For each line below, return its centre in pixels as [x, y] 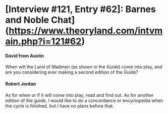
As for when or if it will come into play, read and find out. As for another [79, 95]
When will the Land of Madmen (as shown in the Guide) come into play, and [84, 67]
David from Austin [25, 55]
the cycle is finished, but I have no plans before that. [60, 106]
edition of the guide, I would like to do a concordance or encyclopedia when [84, 100]
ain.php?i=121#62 [43, 42]
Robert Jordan [21, 84]
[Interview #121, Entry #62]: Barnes [81, 9]
